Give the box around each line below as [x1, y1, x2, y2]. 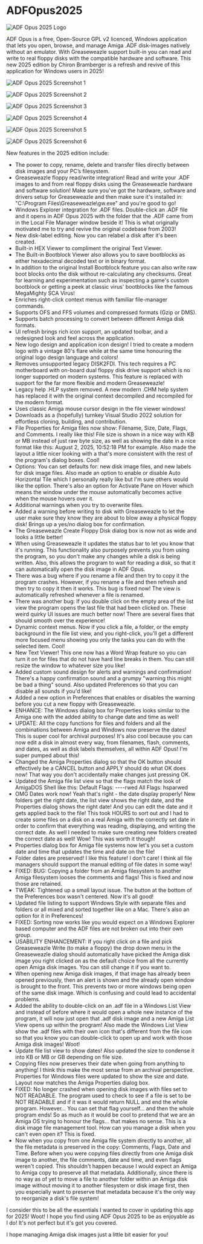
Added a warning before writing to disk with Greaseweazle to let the [14, 508, 185, 515]
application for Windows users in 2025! [6, 67, 104, 74]
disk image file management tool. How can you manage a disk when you [14, 1124, 196, 1131]
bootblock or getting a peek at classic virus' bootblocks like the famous [14, 283, 193, 290]
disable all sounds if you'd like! [14, 687, 92, 695]
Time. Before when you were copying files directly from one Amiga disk [14, 1149, 193, 1157]
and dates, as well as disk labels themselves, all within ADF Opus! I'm [14, 745, 188, 752]
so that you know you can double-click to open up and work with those [14, 1034, 192, 1041]
